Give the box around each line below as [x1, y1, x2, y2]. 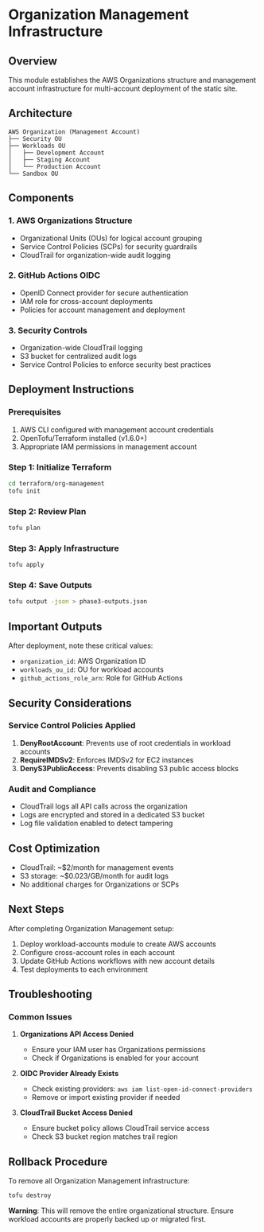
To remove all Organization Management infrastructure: [8, 1176, 190, 1186]
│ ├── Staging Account [8, 155, 91, 164]
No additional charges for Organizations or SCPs [19, 879, 180, 889]
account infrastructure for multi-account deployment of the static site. [8, 84, 238, 93]
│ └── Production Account [8, 162, 102, 170]
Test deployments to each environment [19, 965, 149, 974]
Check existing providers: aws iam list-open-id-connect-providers [31, 1084, 253, 1094]
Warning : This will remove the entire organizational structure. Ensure [8, 1206, 235, 1215]
